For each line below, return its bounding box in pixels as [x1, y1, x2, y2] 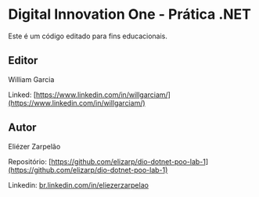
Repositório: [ [8, 156, 52, 166]
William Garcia [8, 74, 55, 84]
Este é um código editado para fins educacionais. [8, 31, 168, 41]
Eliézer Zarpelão [8, 141, 61, 151]
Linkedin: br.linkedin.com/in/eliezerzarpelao [8, 180, 149, 189]
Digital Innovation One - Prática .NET [8, 5, 252, 23]
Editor [8, 54, 38, 67]
